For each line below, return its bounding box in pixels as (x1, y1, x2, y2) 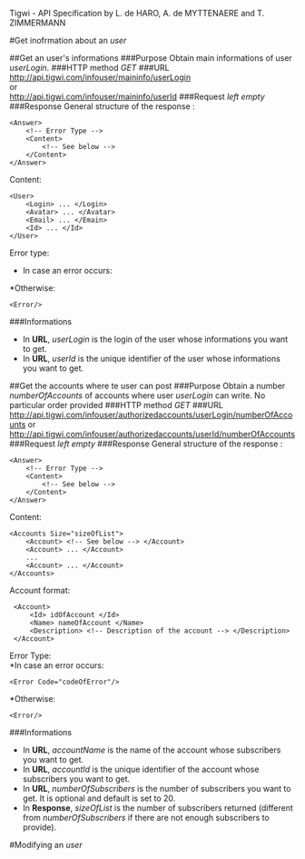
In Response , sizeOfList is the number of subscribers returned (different (22, 803, 293, 813)
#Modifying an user (9, 840, 84, 850)
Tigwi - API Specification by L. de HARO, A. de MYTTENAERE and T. (9, 8, 265, 18)
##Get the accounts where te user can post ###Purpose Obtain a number (9, 381, 286, 391)
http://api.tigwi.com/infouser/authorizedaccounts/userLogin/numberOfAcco (9, 409, 293, 420)
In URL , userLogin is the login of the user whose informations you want (22, 334, 289, 345)
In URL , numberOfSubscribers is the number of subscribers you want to (22, 784, 291, 794)
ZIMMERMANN (9, 17, 66, 28)
